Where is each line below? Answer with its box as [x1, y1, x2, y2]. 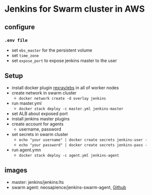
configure [4, 23, 35, 31]
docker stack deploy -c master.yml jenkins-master [18, 106, 124, 111]
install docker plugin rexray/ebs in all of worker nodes [11, 84, 119, 91]
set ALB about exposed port [11, 111, 68, 117]
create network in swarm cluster [11, 90, 77, 96]
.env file [4, 38, 28, 43]
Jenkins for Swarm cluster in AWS [4, 3, 145, 15]
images [4, 166, 28, 175]
